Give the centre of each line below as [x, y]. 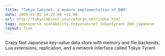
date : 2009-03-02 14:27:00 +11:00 [42, 14]
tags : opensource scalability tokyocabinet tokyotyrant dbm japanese [80, 24]
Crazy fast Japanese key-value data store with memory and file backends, [82, 42]
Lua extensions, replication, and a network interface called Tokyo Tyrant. [81, 48]
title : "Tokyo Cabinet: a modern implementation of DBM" [66, 10]
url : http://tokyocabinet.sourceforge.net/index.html [63, 19]
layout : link [19, 28]
